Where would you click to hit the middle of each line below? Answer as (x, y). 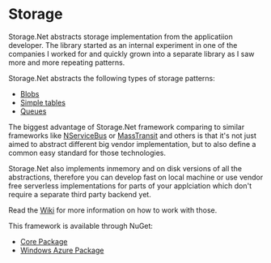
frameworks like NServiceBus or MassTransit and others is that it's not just (132, 136)
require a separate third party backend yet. (80, 194)
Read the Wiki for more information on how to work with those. (113, 210)
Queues (33, 111)
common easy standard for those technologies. (87, 153)
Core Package (44, 241)
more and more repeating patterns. (67, 63)
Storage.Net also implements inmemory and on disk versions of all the (125, 168)
